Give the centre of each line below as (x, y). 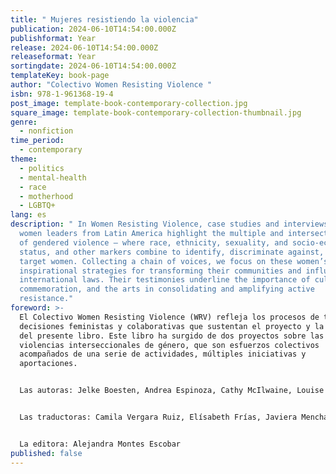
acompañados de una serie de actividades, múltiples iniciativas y (163, 354)
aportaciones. (48, 364)
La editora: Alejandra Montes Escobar (100, 444)
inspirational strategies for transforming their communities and (160, 271)
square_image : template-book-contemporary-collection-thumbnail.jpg (156, 112)
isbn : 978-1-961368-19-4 (62, 94)
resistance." (46, 299)
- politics (42, 168)
